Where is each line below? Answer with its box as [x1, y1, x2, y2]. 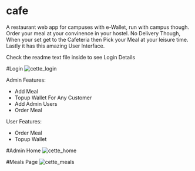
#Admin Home [6, 147, 41, 154]
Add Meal [14, 88, 38, 95]
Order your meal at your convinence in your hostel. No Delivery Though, [6, 29, 181, 36]
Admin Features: [6, 76, 46, 83]
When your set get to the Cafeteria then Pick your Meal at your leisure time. [6, 36, 189, 43]
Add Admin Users [14, 100, 58, 107]
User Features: [6, 118, 42, 125]
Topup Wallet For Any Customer [14, 94, 92, 101]
